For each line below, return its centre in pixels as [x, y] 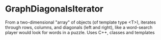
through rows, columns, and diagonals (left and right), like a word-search [79, 27]
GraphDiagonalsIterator [54, 9]
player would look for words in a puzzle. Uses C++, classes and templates [80, 32]
